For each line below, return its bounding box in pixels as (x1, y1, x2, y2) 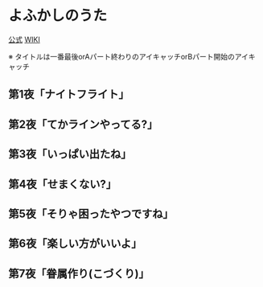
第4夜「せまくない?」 (8, 177, 117, 191)
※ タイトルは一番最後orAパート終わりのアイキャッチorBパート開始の (8, 51, 236, 61)
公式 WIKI (8, 35, 40, 44)
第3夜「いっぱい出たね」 (8, 147, 132, 161)
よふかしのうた (8, 6, 108, 25)
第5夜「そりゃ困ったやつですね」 (8, 207, 175, 220)
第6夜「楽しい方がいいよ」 (8, 237, 142, 251)
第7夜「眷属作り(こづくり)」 (8, 266, 150, 281)
